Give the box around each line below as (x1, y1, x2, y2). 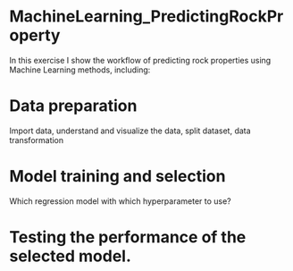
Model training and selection (9, 166, 226, 187)
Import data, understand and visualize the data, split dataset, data (9, 125, 252, 136)
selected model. (9, 246, 132, 266)
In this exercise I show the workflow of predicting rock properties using (9, 55, 272, 65)
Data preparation (9, 96, 138, 116)
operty (9, 25, 61, 46)
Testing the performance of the (9, 227, 247, 247)
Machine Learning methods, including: (9, 64, 151, 75)
